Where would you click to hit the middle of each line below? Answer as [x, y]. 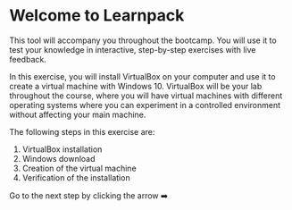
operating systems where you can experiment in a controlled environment [145, 105]
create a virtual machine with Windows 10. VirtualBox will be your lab [136, 86]
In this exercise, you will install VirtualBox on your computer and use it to [142, 76]
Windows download [58, 158]
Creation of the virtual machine [79, 168]
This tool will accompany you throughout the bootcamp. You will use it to [143, 40]
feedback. [28, 59]
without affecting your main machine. [78, 114]
